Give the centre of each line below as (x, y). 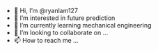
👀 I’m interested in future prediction (64, 18)
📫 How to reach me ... (46, 40)
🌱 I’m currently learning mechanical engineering (82, 25)
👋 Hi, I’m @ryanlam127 (46, 11)
